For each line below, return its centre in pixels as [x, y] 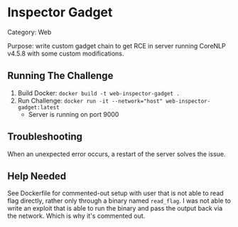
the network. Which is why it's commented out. [76, 216]
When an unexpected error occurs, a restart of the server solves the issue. [117, 154]
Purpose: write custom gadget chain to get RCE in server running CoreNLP [117, 46]
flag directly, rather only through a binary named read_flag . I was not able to [119, 201]
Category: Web [29, 32]
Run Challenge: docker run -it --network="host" [90, 100]
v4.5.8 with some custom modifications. [66, 53]
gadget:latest [38, 107]
